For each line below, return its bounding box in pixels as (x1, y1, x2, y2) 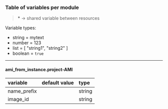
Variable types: (5, 25, 36, 31)
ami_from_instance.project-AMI (5, 66, 73, 72)
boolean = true (12, 50, 44, 56)
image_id (7, 96, 29, 103)
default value (41, 79, 74, 86)
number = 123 (12, 40, 41, 46)
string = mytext (12, 34, 44, 41)
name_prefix (7, 88, 37, 95)
